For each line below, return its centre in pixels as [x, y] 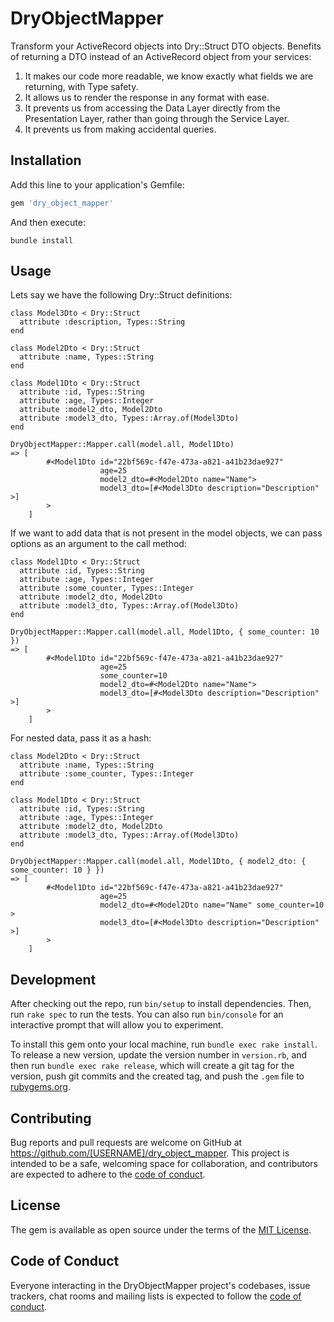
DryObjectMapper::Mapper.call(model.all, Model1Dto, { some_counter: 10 [165, 632]
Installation [46, 160]
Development [53, 979]
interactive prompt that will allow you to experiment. [117, 1025]
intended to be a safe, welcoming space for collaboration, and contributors [164, 1164]
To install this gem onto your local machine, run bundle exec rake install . [164, 1044]
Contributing [51, 1118]
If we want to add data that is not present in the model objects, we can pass [166, 533]
